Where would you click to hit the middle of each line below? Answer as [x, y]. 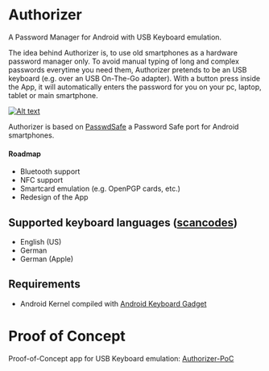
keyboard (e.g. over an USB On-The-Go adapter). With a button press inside [134, 78]
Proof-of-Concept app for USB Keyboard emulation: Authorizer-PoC [121, 358]
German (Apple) [47, 258]
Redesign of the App [54, 197]
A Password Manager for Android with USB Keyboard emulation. [115, 37]
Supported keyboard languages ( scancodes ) [123, 223]
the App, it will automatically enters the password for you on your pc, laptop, [135, 87]
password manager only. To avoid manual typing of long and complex [124, 61]
